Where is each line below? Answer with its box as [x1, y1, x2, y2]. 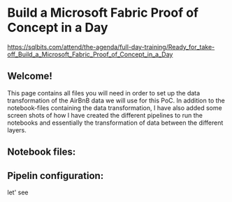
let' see [7, 188, 29, 196]
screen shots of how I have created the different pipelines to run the [7, 111, 203, 119]
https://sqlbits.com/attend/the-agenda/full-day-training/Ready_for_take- [7, 42, 215, 51]
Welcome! [7, 70, 52, 82]
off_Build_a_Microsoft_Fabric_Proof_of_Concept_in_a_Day [7, 50, 173, 59]
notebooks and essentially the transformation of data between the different [7, 118, 224, 127]
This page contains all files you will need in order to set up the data [7, 88, 201, 97]
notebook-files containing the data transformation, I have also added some [7, 103, 222, 112]
